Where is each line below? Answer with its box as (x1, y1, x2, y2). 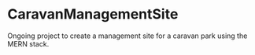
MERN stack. (7, 39, 50, 48)
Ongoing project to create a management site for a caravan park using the (7, 31, 248, 40)
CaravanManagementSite (7, 5, 179, 23)
